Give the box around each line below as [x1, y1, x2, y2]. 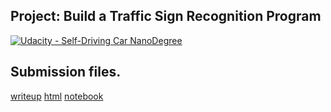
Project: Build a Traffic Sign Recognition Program [10, 8, 322, 25]
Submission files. [10, 64, 122, 81]
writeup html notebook [10, 90, 104, 102]
